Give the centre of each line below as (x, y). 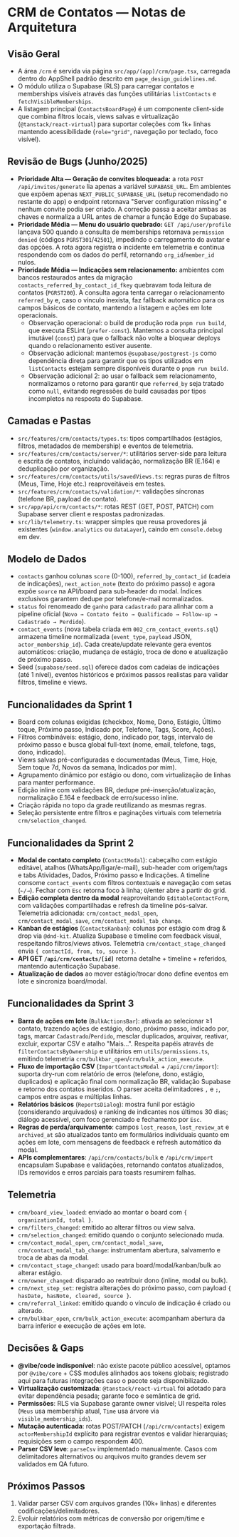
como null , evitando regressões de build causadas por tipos (117, 391)
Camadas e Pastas (49, 421)
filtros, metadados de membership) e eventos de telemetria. (105, 446)
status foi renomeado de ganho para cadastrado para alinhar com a (115, 606)
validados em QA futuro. (53, 1464)
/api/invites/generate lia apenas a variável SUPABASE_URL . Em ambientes (124, 186)
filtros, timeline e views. (52, 683)
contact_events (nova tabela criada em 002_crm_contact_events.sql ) (118, 629)
